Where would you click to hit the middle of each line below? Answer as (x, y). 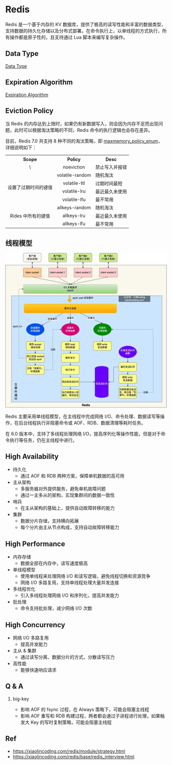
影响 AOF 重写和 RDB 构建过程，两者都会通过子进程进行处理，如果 (90, 716)
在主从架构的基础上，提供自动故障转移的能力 (68, 508)
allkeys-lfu (74, 224)
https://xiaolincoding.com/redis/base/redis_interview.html (73, 756)
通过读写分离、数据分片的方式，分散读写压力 (68, 657)
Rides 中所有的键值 (30, 216)
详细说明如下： (21, 148)
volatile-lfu (74, 199)
